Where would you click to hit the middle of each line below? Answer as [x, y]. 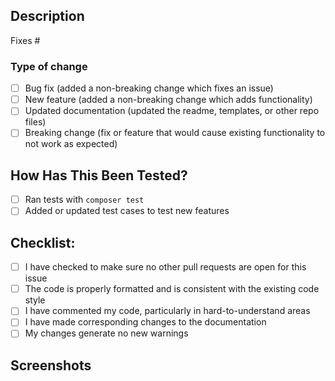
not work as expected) [71, 144]
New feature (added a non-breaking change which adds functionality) [168, 100]
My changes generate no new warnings [106, 333]
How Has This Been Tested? [99, 175]
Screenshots [51, 365]
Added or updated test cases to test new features [127, 211]
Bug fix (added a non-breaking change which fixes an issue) [149, 88]
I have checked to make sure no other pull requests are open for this [165, 267]
